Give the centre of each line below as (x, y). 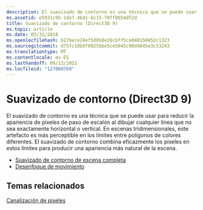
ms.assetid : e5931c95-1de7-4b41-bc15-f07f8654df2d (72, 18)
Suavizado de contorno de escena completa (71, 160)
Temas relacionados (46, 186)
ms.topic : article (29, 29)
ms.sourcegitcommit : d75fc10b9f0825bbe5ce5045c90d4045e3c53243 (88, 46)
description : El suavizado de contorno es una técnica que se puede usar (102, 12)
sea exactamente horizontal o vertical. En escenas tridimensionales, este (98, 129)
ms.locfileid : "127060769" (40, 69)
